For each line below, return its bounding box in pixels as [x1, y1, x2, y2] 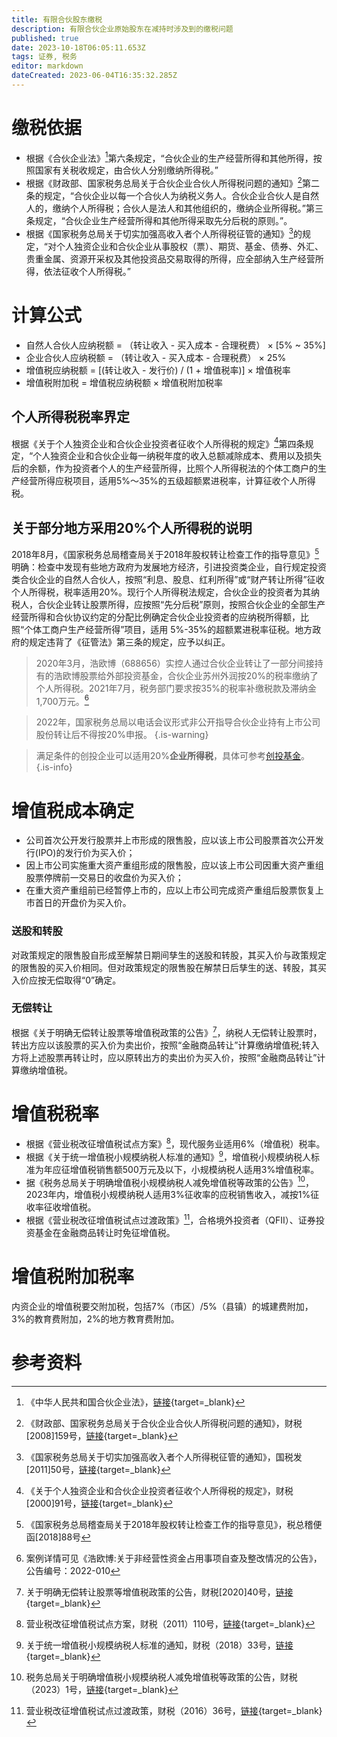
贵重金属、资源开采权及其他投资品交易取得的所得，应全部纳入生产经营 [25, 252, 316, 265]
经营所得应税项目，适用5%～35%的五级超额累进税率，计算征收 [19, 475, 281, 487]
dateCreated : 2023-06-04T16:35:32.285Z [11, 71, 178, 81]
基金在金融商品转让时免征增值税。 [34, 1227, 176, 1239]
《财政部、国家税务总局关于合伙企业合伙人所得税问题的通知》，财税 [25, 1417, 303, 1429]
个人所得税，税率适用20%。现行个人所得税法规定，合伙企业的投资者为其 [11, 586, 312, 598]
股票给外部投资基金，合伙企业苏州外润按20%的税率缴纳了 [79, 669, 319, 681]
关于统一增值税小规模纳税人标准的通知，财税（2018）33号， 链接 [25, 1639, 294, 1651]
